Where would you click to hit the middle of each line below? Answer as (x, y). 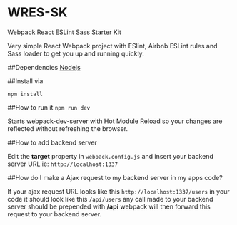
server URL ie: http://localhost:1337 (63, 164)
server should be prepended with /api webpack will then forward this (109, 206)
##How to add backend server (52, 142)
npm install (25, 94)
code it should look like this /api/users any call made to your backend (110, 199)
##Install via (25, 81)
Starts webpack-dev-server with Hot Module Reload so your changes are (115, 121)
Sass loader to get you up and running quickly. (76, 53)
